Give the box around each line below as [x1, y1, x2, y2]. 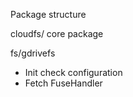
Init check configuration [24, 67, 123, 78]
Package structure [10, 9, 87, 20]
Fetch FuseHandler [24, 77, 103, 89]
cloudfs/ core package [10, 28, 104, 39]
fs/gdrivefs [10, 47, 56, 59]
